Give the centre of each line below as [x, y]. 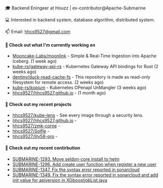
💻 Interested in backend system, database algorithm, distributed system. [80, 20]
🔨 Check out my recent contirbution [43, 148]
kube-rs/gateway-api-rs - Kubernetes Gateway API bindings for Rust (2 [85, 67]
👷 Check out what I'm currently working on [50, 45]
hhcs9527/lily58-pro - [35, 136]
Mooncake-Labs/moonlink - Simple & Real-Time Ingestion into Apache [84, 56]
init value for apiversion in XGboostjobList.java [60, 180]
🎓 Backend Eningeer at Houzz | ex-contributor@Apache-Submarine [75, 8]
